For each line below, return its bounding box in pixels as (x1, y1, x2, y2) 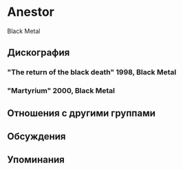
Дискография (7, 47, 70, 59)
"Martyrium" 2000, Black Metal (7, 86, 116, 96)
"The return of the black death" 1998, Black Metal (7, 67, 177, 77)
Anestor (7, 4, 55, 20)
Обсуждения (7, 130, 66, 142)
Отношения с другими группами (7, 107, 156, 119)
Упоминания (7, 154, 65, 166)
